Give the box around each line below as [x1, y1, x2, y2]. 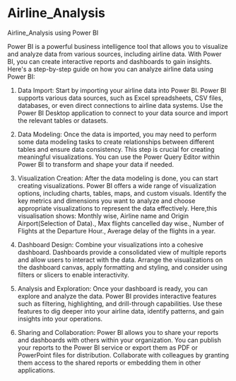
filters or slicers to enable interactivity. [17, 270, 129, 279]
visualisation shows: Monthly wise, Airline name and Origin [17, 211, 189, 220]
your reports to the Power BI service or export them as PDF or [17, 343, 198, 352]
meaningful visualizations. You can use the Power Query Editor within [17, 153, 220, 161]
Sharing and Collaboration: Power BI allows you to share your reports [17, 328, 219, 336]
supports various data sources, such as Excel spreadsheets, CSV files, [17, 94, 224, 102]
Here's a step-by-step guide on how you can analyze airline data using [7, 65, 213, 73]
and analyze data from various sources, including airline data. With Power [7, 50, 222, 58]
